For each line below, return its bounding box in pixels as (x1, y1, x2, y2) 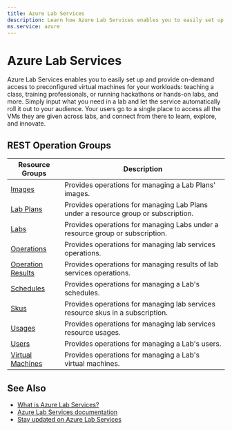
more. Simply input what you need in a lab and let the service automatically (7, 97, 221, 106)
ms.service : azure (7, 23, 60, 30)
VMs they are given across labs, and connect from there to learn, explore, (7, 112, 217, 121)
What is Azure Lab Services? (17, 400, 99, 409)
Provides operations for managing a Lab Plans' (64, 180, 216, 190)
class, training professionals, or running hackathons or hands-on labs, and (7, 90, 219, 99)
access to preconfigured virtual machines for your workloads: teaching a (7, 83, 214, 91)
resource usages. (64, 328, 121, 338)
